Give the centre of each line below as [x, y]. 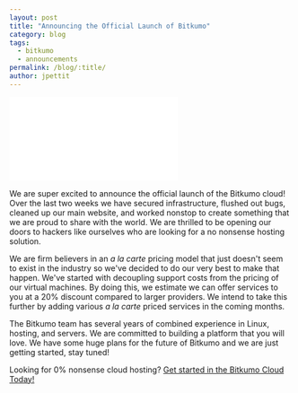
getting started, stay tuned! [60, 352]
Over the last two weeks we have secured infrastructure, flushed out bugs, [147, 203]
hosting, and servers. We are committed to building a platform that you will [147, 333]
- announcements [48, 59]
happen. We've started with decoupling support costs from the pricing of [144, 277]
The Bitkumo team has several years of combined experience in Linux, [139, 323]
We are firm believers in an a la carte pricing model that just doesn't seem [146, 258]
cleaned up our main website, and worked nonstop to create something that [149, 213]
